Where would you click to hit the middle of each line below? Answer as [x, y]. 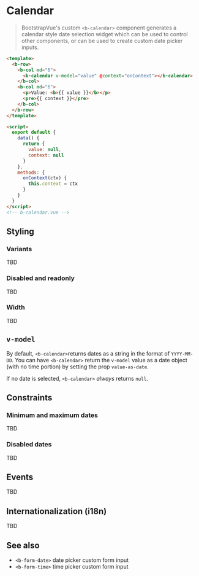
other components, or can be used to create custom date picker [102, 41]
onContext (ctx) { [45, 178]
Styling [21, 231]
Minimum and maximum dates [52, 415]
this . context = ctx [53, 184]
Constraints [29, 398]
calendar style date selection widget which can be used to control [104, 34]
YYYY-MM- [182, 354]
